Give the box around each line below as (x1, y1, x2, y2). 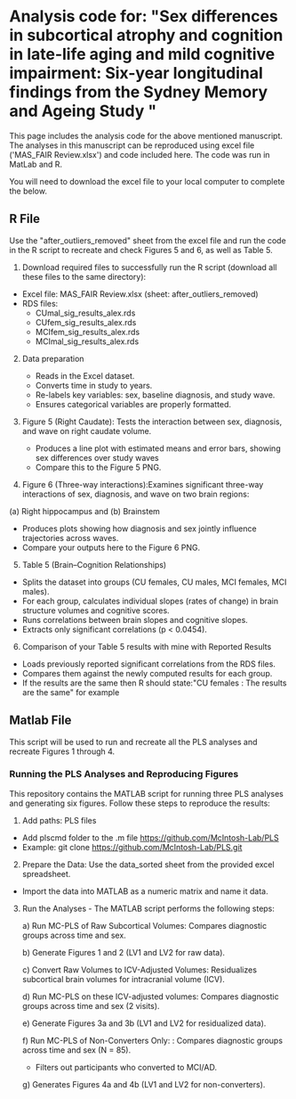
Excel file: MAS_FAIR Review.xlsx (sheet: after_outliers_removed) (21, 288, 260, 299)
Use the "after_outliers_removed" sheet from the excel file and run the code (9, 234, 286, 246)
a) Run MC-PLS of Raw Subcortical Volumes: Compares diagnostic (21, 920, 268, 931)
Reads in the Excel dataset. (35, 370, 135, 381)
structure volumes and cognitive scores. (21, 604, 171, 616)
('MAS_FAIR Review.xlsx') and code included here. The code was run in (9, 149, 270, 160)
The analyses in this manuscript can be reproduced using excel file (9, 140, 255, 151)
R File (9, 211, 40, 226)
